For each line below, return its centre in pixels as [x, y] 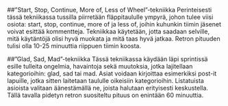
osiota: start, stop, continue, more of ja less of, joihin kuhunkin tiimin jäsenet [114, 24]
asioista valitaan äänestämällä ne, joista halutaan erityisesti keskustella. [108, 88]
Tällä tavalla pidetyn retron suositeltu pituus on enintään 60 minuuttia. [105, 95]
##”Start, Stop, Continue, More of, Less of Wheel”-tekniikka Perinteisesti [110, 10]
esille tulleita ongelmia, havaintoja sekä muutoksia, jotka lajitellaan [100, 66]
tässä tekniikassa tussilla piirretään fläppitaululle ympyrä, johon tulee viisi [110, 17]
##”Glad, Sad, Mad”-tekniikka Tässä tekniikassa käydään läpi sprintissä [107, 59]
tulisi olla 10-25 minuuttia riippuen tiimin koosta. [74, 46]
